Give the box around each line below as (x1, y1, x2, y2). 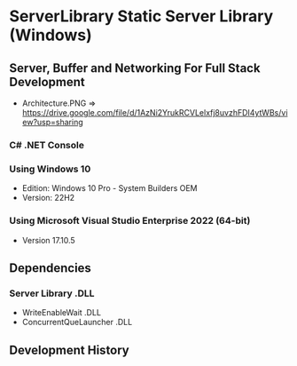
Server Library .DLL (9, 287, 95, 299)
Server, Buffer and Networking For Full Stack (9, 60, 261, 76)
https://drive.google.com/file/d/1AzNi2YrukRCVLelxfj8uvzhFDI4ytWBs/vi (21, 107, 288, 117)
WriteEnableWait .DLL (21, 307, 102, 318)
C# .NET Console (9, 139, 84, 151)
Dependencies (9, 260, 91, 275)
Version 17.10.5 (21, 235, 75, 245)
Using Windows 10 (9, 163, 91, 175)
